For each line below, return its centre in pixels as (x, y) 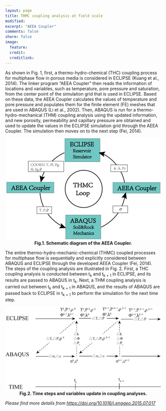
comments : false (22, 32)
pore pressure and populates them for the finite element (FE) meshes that (80, 104)
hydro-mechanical (24, 115)
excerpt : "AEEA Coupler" (31, 26)
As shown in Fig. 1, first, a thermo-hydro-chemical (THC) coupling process (81, 73)
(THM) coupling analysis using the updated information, (100, 115)
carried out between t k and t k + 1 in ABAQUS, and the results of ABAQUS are (83, 287)
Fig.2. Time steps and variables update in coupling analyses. (83, 394)
